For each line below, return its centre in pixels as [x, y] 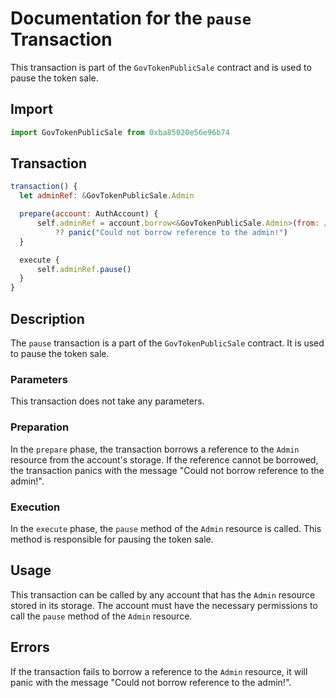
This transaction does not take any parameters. [107, 401]
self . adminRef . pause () [84, 269]
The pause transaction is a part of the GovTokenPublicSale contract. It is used [167, 343]
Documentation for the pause [131, 18]
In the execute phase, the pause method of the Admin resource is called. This [166, 528]
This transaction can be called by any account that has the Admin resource [163, 594]
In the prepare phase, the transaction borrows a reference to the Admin [155, 449]
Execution [35, 507]
